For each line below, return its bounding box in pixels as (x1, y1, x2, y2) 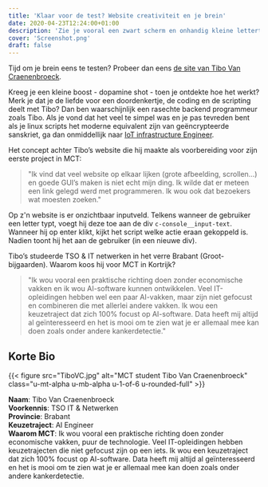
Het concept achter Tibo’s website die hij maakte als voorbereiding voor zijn (8, 146, 258, 155)
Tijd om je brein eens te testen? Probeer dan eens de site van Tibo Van (8, 63, 241, 73)
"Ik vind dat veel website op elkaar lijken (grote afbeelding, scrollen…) (27, 170, 258, 179)
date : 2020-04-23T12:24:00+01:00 (8, 19, 120, 27)
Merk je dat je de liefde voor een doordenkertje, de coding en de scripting (8, 96, 251, 106)
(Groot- (199, 251, 225, 261)
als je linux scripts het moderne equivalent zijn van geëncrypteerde (8, 122, 230, 131)
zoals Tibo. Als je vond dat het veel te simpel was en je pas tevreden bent (8, 113, 250, 122)
